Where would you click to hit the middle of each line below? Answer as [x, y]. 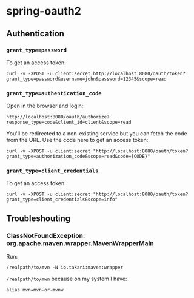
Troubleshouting [38, 218]
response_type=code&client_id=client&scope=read [69, 123]
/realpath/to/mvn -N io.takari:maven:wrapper [65, 268]
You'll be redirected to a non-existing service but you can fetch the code [97, 134]
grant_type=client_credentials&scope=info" [62, 200]
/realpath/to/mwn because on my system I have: [67, 279]
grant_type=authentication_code [54, 93]
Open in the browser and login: [45, 106]
